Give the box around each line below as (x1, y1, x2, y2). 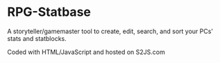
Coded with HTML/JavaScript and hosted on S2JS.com (7, 48, 165, 56)
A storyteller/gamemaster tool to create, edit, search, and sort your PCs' (7, 27, 214, 35)
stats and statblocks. (7, 34, 67, 42)
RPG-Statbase (7, 4, 92, 20)
